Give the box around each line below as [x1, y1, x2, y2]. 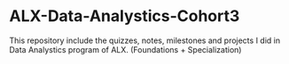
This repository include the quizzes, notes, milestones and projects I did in [9, 35, 281, 46]
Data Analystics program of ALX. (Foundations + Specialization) [9, 44, 242, 54]
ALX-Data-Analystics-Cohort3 [9, 6, 240, 26]
